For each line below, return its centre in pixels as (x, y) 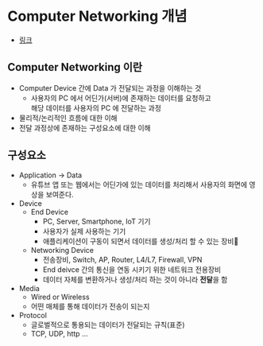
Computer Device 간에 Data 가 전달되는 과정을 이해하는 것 (110, 87)
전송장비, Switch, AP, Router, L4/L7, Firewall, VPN (122, 259)
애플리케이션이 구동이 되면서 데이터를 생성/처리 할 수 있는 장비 (141, 241)
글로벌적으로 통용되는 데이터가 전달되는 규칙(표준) (108, 325)
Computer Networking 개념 (97, 16)
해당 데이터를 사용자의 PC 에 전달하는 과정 (96, 107)
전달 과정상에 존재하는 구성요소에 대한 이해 (85, 127)
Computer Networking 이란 (75, 67)
